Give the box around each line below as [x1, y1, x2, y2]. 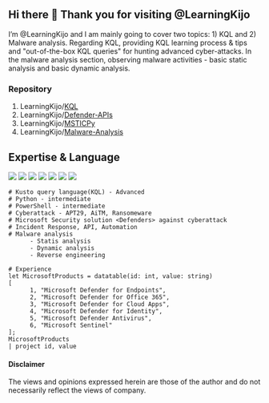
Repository [8, 83, 52, 95]
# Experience [8, 265, 52, 273]
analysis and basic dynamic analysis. [8, 63, 130, 73]
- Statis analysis [29, 237, 91, 245]
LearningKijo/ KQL [19, 102, 78, 111]
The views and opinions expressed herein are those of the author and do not [8, 377, 261, 387]
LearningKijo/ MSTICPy [19, 119, 96, 128]
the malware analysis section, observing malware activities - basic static [8, 54, 247, 64]
